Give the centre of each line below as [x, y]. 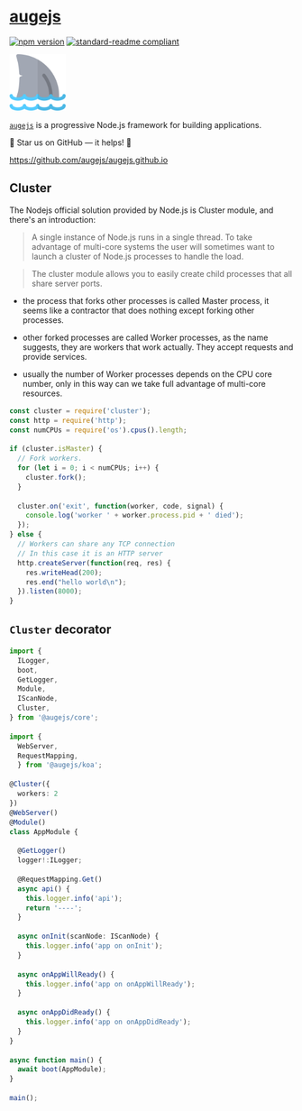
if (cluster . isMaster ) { [56, 449]
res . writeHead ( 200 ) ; [64, 573]
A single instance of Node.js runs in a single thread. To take [142, 237]
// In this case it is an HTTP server [91, 553]
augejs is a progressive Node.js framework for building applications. [136, 124]
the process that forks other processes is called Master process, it [146, 300]
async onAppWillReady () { [66, 974]
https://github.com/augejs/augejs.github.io [89, 160]
